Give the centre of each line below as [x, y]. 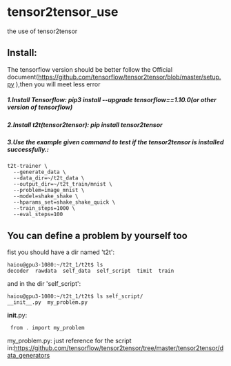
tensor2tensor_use [63, 12]
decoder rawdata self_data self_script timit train [91, 271]
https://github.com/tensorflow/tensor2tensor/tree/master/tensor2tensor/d [119, 348]
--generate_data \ [40, 172]
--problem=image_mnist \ [49, 191]
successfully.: [28, 150]
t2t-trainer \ [28, 166]
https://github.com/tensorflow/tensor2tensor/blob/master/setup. [129, 77]
